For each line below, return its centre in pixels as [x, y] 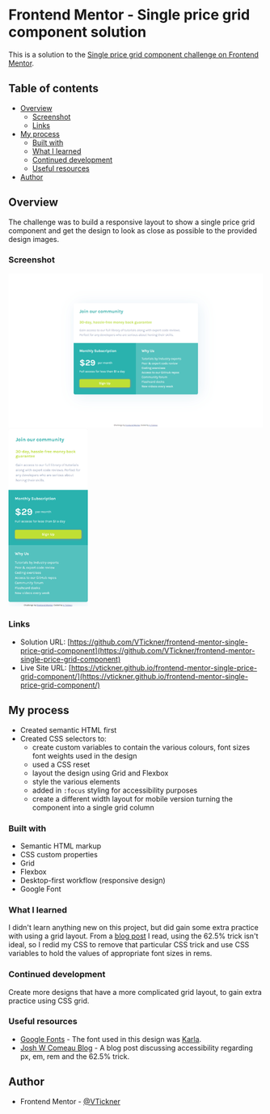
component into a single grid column [93, 807]
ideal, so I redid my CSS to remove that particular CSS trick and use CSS [129, 945]
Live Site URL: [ [46, 668]
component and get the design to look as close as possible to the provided [133, 230]
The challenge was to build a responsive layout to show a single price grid [132, 222]
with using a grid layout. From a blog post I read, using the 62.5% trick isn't [133, 936]
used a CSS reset [61, 764]
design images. [34, 239]
